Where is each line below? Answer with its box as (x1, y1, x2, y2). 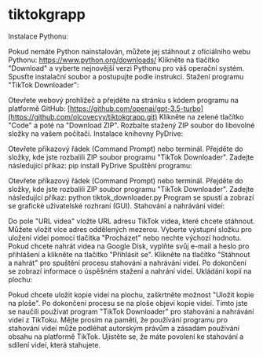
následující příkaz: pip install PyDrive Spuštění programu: (8, 160, 192, 170)
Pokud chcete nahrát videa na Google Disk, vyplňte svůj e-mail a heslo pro (8, 241, 250, 251)
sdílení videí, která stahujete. (8, 340, 100, 349)
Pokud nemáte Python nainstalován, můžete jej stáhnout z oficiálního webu (8, 46, 251, 56)
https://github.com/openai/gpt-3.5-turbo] (69, 104, 204, 113)
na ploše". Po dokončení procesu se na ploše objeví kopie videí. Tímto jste (8, 298, 248, 307)
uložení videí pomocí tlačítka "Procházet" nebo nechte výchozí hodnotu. (8, 233, 242, 242)
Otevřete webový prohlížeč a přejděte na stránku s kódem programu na (8, 95, 239, 105)
